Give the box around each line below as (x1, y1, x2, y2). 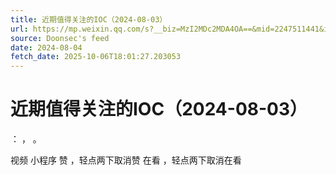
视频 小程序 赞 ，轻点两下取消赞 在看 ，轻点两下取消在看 (10, 154, 242, 166)
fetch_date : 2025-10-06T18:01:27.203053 (10, 52, 182, 62)
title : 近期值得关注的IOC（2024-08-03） (10, 14, 168, 25)
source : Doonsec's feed (10, 33, 110, 43)
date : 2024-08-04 (10, 42, 83, 53)
